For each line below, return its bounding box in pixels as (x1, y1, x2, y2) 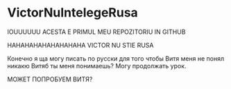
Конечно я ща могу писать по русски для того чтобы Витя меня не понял (7, 54, 225, 63)
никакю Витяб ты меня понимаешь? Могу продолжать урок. (7, 61, 187, 70)
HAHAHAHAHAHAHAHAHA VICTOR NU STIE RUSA (7, 41, 154, 49)
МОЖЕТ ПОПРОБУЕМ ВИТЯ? (7, 75, 93, 83)
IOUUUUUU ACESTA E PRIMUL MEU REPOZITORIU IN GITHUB (7, 28, 186, 36)
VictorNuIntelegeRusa (7, 5, 139, 21)
